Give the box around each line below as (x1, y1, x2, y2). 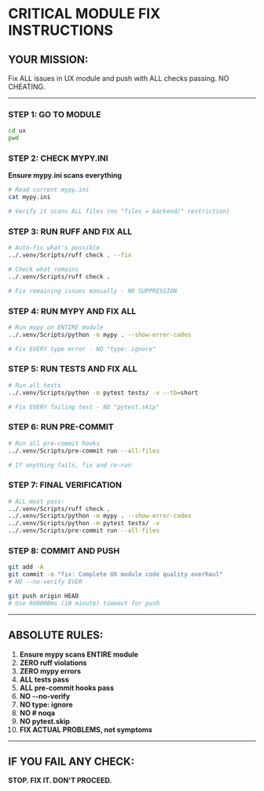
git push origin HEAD (8, 592, 79, 600)
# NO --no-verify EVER (8, 578, 82, 586)
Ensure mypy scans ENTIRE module (19, 649, 139, 659)
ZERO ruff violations (19, 658, 87, 667)
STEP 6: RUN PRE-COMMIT (8, 422, 114, 433)
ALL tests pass (19, 675, 69, 684)
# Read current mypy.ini (8, 186, 90, 194)
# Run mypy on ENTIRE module (8, 323, 104, 331)
